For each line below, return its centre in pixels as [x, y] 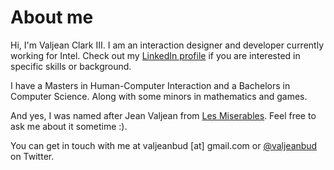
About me [52, 17]
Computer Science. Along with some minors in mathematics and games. [159, 96]
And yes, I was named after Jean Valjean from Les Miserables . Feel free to [163, 115]
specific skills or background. [71, 66]
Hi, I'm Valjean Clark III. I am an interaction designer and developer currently [167, 45]
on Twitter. [32, 156]
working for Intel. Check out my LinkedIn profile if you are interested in [155, 55]
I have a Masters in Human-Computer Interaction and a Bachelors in [150, 85]
